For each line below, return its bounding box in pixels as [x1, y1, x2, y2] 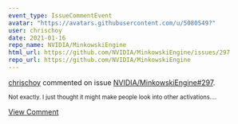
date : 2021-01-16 [8, 33, 66, 42]
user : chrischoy [8, 26, 62, 34]
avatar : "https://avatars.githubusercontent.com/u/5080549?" [8, 19, 216, 27]
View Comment [8, 107, 59, 116]
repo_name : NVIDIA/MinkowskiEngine [8, 41, 127, 49]
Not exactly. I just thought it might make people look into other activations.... [8, 93, 217, 101]
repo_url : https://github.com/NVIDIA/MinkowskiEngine [8, 56, 192, 64]
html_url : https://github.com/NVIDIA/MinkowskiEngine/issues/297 [8, 48, 230, 56]
